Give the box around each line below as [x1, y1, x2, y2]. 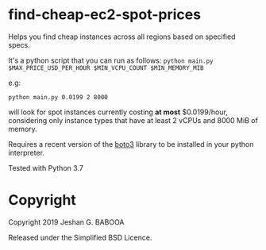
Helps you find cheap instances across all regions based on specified [8, 32, 236, 41]
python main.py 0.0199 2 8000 [8, 93, 109, 101]
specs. [8, 40, 30, 49]
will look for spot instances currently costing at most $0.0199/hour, [8, 107, 228, 117]
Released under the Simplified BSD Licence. [8, 233, 152, 242]
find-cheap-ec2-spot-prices [8, 6, 201, 24]
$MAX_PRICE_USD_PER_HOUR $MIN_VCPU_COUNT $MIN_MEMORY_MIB [8, 63, 204, 72]
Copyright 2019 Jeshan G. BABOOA [8, 217, 125, 227]
